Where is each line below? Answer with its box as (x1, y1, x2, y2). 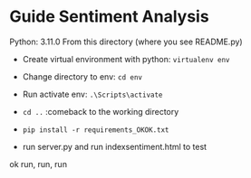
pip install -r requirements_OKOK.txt (22, 125, 169, 135)
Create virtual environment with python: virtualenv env (22, 53, 230, 64)
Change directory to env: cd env (22, 70, 143, 82)
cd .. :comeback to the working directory (22, 106, 179, 117)
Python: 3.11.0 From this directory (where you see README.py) (9, 36, 243, 47)
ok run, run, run (9, 158, 68, 169)
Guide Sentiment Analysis (9, 6, 210, 27)
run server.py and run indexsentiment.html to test (22, 141, 207, 152)
